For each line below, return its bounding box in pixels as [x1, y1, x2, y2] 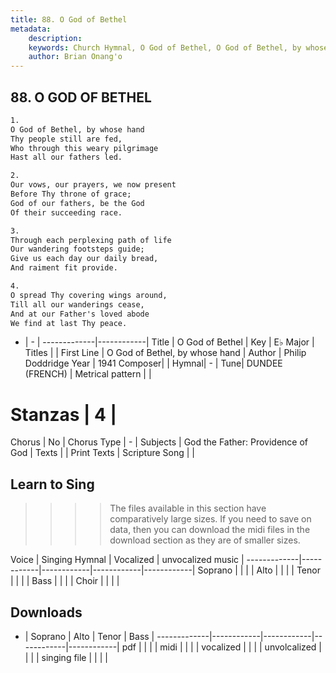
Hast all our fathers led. [10, 152, 123, 163]
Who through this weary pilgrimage [10, 143, 159, 153]
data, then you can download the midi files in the [109, 524, 311, 536]
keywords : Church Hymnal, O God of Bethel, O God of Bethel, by [28, 42, 302, 53]
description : [28, 33, 83, 43]
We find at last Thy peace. [10, 318, 128, 328]
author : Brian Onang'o [28, 52, 123, 62]
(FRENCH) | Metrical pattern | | [24, 368, 152, 380]
